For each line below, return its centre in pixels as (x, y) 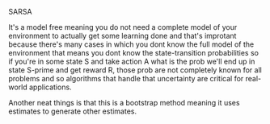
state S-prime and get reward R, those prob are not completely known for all (135, 70)
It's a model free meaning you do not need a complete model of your (123, 27)
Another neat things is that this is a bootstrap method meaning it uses (124, 103)
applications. (50, 87)
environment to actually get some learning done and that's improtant (122, 36)
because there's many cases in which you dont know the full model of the (131, 44)
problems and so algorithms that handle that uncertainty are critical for (126, 79)
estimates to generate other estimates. (73, 111)
